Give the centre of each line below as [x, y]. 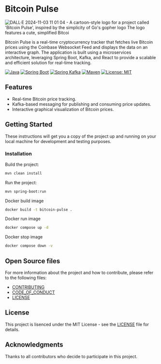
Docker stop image [24, 237]
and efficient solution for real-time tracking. [48, 63]
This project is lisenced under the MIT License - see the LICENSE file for [77, 324]
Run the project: [21, 182]
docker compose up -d [27, 228]
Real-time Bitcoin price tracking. [44, 99]
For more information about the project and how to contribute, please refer [79, 273]
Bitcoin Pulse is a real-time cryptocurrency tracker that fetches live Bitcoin [79, 42]
